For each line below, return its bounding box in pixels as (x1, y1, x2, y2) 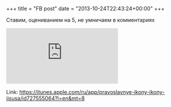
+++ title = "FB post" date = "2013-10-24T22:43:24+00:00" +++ (6, 5, 165, 12)
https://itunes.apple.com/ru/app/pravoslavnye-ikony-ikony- (19, 89, 165, 95)
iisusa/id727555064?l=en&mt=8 (6, 95, 85, 102)
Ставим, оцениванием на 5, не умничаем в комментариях (6, 17, 155, 23)
